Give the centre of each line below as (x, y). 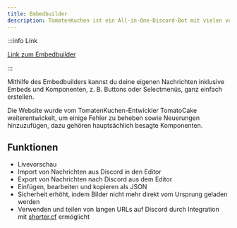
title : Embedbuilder (38, 14)
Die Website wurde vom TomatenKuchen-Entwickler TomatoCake (102, 110)
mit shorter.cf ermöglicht (54, 217)
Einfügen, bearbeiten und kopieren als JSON (82, 187)
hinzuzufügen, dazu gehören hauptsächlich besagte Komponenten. (105, 125)
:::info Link (23, 40)
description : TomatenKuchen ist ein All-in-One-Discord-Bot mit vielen (115, 20)
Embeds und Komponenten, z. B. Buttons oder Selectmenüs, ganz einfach (115, 89)
